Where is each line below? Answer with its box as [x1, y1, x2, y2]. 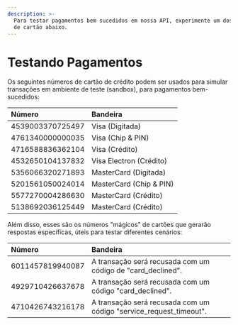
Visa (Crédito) [91, 145, 138, 155]
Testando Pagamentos [7, 54, 143, 70]
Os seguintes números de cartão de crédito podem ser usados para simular [7, 77, 228, 86]
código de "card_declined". [91, 265, 183, 275]
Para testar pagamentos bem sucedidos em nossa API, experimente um [13, 17, 220, 24]
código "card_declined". [91, 286, 172, 296]
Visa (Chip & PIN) [91, 133, 149, 143]
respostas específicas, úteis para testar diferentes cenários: [7, 228, 183, 236]
